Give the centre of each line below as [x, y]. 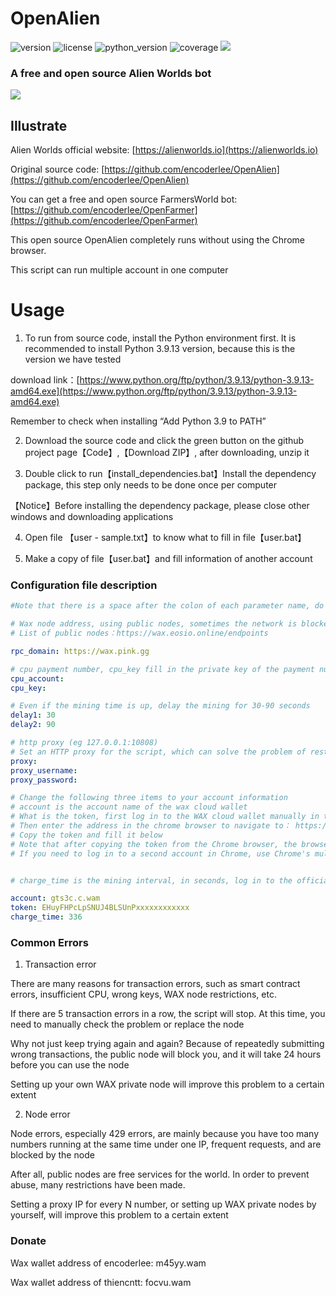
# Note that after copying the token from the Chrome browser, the [154, 844]
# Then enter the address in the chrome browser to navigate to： [151, 826]
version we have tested [73, 359]
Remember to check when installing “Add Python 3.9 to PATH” [138, 421]
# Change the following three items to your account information [149, 798]
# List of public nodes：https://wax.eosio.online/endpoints [139, 633]
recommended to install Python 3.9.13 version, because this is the [160, 348]
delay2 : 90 [33, 725]
